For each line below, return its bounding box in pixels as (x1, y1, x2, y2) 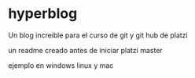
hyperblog (8, 5, 78, 23)
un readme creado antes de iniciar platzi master (8, 45, 163, 55)
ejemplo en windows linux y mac (8, 60, 114, 70)
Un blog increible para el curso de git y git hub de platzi (8, 30, 188, 40)
